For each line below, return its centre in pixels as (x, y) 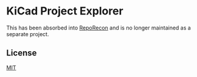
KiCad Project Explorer (65, 11)
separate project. (28, 34)
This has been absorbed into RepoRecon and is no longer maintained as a (99, 28)
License (22, 53)
